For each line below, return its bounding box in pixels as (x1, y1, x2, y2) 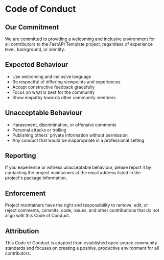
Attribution (5, 227, 39, 235)
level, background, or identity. (5, 47, 65, 52)
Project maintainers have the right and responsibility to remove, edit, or (5, 202, 148, 208)
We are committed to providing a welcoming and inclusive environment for (5, 36, 155, 42)
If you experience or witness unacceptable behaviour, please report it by (5, 164, 152, 170)
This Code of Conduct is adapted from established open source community (5, 240, 158, 246)
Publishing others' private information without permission (12, 132, 128, 138)
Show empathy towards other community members (12, 94, 116, 100)
